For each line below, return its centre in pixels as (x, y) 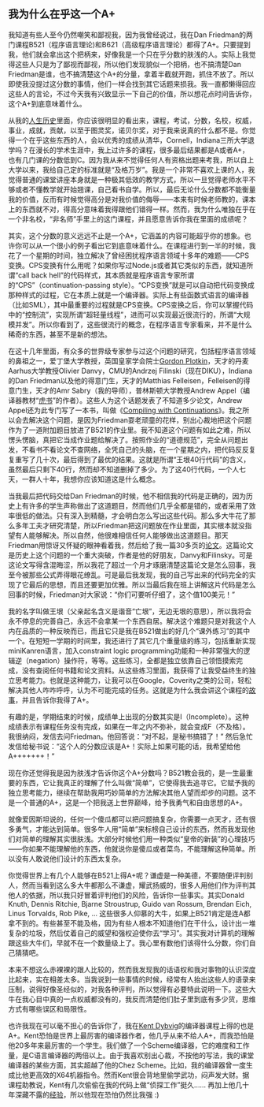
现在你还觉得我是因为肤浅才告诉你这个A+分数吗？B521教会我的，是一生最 (127, 773)
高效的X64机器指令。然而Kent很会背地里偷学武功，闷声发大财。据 (142, 1075)
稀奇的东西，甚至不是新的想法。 (60, 334)
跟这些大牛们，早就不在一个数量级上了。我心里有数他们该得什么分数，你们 (128, 943)
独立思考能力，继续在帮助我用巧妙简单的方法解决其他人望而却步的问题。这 (128, 792)
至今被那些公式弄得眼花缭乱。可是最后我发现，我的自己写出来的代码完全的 (128, 575)
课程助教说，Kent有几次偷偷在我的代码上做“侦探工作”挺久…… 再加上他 (122, 1085)
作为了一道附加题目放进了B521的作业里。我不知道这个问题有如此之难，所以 (130, 430)
